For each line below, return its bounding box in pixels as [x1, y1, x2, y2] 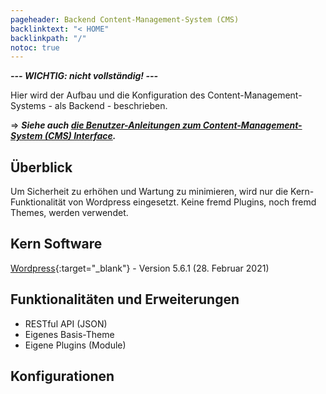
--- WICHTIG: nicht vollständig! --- [10, 70, 159, 82]
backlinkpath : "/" [10, 33, 87, 43]
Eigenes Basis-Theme [24, 328, 115, 340]
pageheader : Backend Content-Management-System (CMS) [10, 14, 240, 25]
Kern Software [10, 236, 103, 253]
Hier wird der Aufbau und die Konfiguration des [10, 89, 206, 101]
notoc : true [10, 42, 60, 53]
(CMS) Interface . [44, 130, 117, 142]
